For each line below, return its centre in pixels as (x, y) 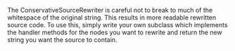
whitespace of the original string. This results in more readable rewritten (112, 17)
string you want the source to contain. (62, 40)
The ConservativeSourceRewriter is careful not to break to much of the (110, 10)
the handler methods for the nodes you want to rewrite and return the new (115, 32)
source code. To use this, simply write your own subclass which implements (118, 25)
